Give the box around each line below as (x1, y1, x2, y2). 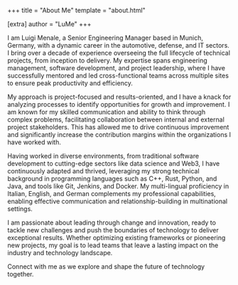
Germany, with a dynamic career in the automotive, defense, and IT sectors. (7, 41, 229, 49)
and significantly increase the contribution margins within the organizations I (7, 131, 231, 139)
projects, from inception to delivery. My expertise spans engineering (7, 56, 207, 65)
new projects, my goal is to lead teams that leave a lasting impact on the (7, 241, 219, 249)
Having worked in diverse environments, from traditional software (7, 152, 200, 160)
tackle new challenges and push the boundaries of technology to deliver (7, 226, 219, 234)
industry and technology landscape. (7, 249, 113, 257)
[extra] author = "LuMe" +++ (7, 20, 92, 28)
